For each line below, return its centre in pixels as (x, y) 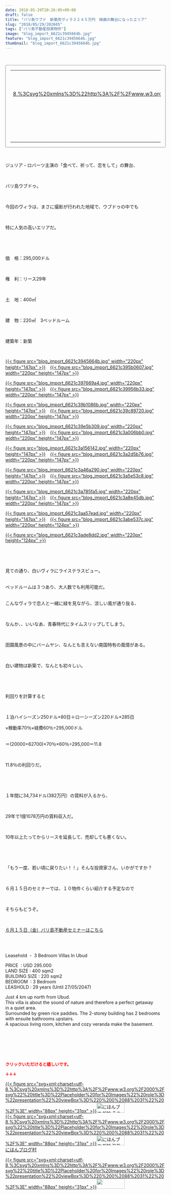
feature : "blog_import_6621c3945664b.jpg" (51, 39)
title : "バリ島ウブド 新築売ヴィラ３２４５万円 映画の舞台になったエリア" (76, 19)
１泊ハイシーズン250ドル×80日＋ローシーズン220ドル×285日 (70, 717)
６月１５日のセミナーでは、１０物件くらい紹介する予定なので (70, 888)
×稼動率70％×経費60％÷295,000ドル (44, 728)
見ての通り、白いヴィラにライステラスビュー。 (54, 571)
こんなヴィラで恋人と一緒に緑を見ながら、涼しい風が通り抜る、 (72, 603)
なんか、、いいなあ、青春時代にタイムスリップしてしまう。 (66, 624)
